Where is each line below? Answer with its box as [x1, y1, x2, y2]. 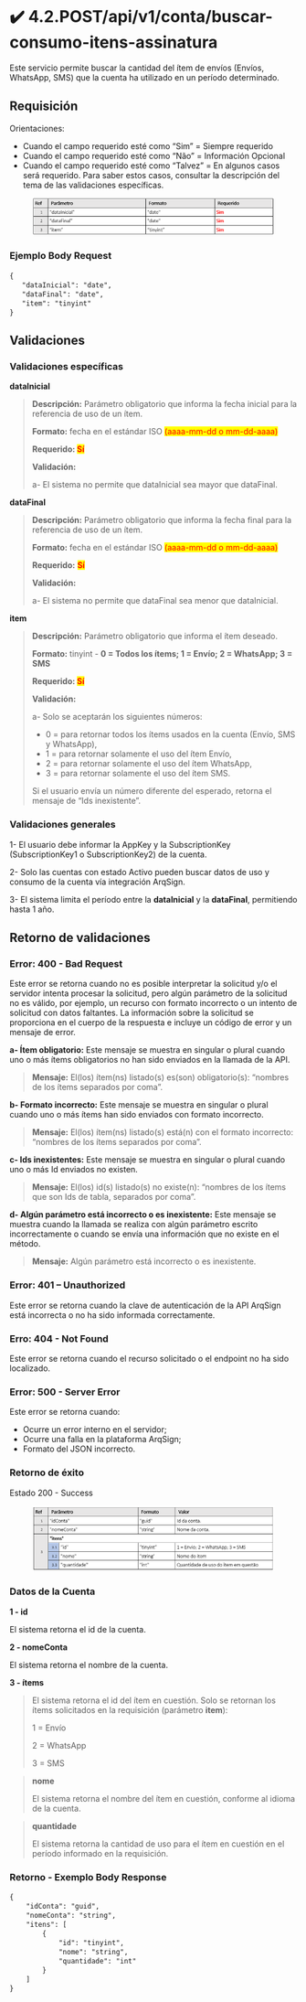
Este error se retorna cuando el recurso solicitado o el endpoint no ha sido [9, 1354, 290, 1364]
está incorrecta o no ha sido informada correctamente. [9, 1309, 216, 1321]
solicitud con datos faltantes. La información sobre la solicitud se [9, 1007, 254, 1019]
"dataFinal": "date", [21, 289, 104, 299]
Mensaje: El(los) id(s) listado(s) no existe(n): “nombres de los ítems [31, 1182, 287, 1193]
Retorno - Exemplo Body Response [9, 1870, 167, 1883]
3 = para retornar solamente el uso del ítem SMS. [45, 768, 231, 779]
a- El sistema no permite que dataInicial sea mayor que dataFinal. [31, 479, 279, 490]
